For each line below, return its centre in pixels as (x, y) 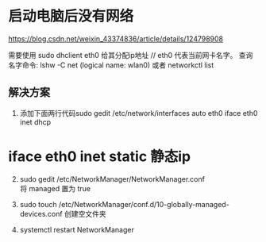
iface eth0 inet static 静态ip (100, 156)
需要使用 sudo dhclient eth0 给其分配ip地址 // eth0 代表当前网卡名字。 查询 (131, 55)
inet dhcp (35, 122)
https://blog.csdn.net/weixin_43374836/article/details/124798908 (116, 38)
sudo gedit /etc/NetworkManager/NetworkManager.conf (112, 179)
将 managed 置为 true (55, 188)
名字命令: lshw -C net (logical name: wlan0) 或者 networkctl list (111, 65)
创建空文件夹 (85, 213)
